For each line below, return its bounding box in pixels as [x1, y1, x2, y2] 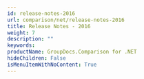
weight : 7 [7, 29, 36, 36]
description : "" [7, 36, 54, 43]
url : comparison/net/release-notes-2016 [7, 16, 125, 23]
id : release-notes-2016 [7, 10, 76, 17]
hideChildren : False [7, 55, 67, 62]
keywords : [7, 42, 36, 49]
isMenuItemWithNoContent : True [7, 61, 97, 68]
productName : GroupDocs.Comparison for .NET [7, 49, 137, 56]
